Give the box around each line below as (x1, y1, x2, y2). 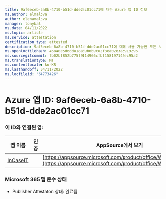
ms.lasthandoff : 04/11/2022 (5, 67, 63, 72)
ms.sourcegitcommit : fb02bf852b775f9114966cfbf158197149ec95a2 (5, 53, 138, 58)
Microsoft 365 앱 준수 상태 (5, 176, 67, 183)
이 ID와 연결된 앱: (5, 124, 43, 131)
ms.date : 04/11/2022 (5, 26, 48, 31)
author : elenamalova (5, 16, 48, 21)
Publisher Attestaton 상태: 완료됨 (12, 188, 78, 194)
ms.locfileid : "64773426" (5, 72, 58, 77)
